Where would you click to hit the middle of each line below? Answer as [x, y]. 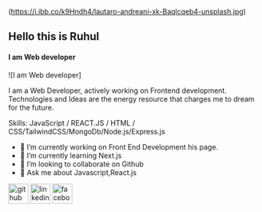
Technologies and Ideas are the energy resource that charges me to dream [131, 98]
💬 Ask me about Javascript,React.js [78, 172]
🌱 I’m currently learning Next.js [71, 155]
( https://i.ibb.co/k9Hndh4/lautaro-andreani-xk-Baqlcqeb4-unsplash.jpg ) [127, 12]
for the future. [31, 107]
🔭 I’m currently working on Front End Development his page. [119, 146]
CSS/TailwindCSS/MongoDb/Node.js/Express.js [87, 131]
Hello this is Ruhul [54, 36]
